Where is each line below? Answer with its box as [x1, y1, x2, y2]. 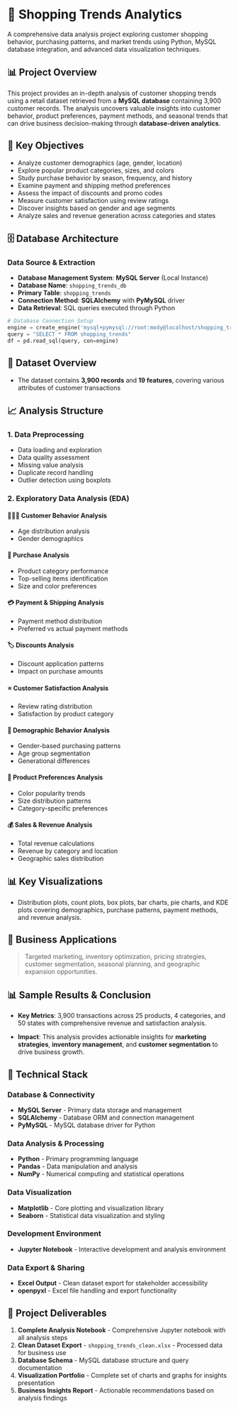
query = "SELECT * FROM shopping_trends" [7, 331, 132, 338]
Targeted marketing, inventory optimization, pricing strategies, [24, 953, 207, 961]
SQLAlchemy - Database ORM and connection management [17, 1113, 195, 1122]
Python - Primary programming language [17, 1155, 139, 1163]
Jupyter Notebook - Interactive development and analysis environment [17, 1245, 227, 1254]
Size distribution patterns [17, 796, 91, 805]
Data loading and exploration [17, 446, 103, 454]
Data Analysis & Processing [7, 1139, 105, 1148]
